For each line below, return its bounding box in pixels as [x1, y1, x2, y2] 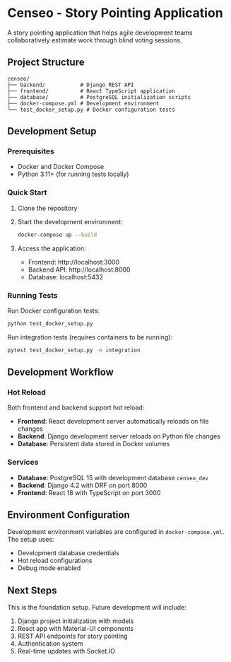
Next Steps [7, 584, 57, 596]
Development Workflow [7, 366, 114, 378]
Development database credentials [17, 549, 119, 557]
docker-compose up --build [17, 231, 97, 238]
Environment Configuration [7, 509, 130, 521]
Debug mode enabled [17, 564, 81, 572]
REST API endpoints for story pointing [17, 632, 129, 641]
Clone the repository [17, 204, 78, 212]
